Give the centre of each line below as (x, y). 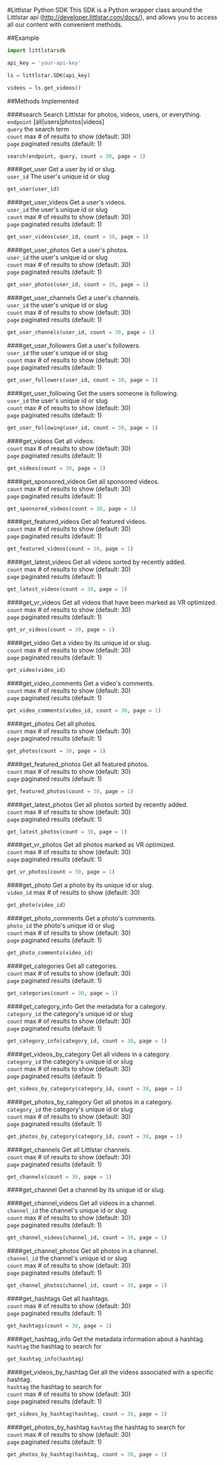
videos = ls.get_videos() (44, 88)
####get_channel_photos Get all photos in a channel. (82, 1251)
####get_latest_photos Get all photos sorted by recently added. (98, 804)
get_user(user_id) (33, 189)
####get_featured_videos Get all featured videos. (77, 522)
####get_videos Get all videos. (51, 441)
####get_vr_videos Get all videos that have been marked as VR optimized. (112, 602)
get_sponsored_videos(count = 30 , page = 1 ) (72, 509)
